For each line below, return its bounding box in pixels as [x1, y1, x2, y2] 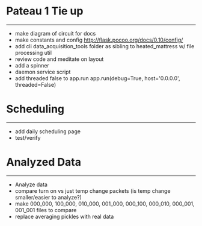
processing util [14, 49, 52, 56]
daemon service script [14, 68, 71, 75]
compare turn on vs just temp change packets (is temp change [14, 187, 171, 194]
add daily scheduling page [14, 128, 81, 135]
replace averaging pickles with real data [14, 213, 114, 220]
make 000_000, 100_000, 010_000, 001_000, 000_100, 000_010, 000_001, [14, 200, 195, 207]
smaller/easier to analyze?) [14, 193, 82, 201]
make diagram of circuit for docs [14, 30, 96, 37]
